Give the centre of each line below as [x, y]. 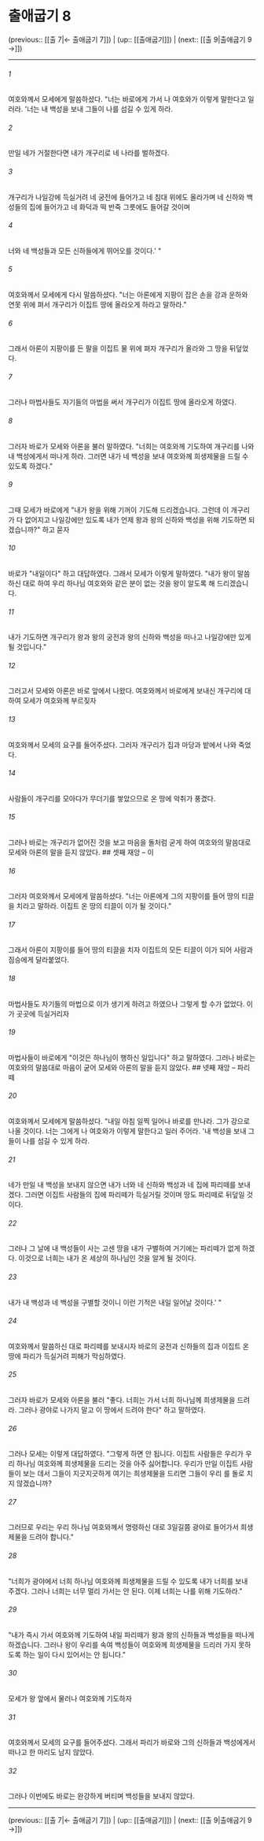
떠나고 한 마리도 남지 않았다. [51, 1752]
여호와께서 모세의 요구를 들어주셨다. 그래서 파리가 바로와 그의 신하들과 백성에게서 [132, 1742]
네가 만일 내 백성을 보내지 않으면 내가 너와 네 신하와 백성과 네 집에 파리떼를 [122, 1185]
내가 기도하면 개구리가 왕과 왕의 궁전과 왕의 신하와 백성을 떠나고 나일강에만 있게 [130, 637]
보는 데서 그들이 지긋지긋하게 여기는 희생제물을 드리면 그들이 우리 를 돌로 [134, 1474]
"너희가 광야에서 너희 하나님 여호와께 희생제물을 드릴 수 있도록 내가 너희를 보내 [128, 1581]
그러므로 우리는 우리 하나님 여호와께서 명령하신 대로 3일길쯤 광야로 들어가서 [124, 1527]
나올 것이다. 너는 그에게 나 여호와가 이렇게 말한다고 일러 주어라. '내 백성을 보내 [127, 1131]
